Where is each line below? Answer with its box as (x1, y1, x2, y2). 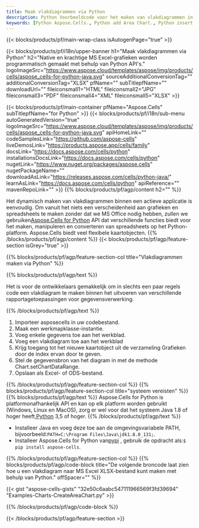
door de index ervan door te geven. (14, 350, 102, 358)
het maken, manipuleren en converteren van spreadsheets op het (6, 223, 167, 230)
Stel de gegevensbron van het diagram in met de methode (14, 357, 158, 364)
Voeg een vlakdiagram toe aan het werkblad (14, 338, 123, 345)
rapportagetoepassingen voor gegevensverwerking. (6, 296, 134, 303)
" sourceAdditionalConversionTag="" (102, 73, 192, 81)
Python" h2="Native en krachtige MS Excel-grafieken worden (6, 54, 157, 61)
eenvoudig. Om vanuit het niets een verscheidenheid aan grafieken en (6, 204, 179, 211)
